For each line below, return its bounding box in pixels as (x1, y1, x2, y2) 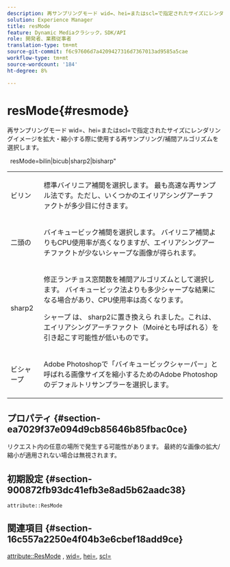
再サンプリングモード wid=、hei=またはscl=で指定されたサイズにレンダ (7, 126, 209, 134)
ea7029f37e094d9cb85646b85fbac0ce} (7, 423, 188, 435)
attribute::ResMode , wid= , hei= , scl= (7, 552, 112, 560)
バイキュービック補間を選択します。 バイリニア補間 (43, 227, 209, 237)
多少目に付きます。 (71, 201, 132, 211)
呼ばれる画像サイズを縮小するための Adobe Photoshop (43, 370, 218, 379)
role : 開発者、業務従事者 (7, 36, 72, 42)
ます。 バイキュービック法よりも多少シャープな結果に (43, 285, 216, 294)
